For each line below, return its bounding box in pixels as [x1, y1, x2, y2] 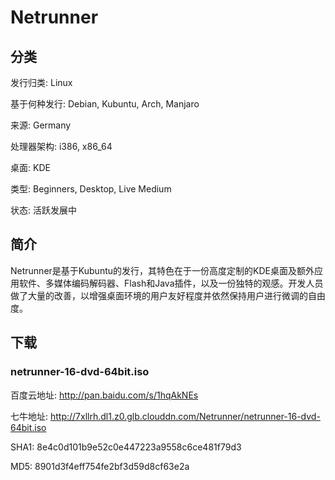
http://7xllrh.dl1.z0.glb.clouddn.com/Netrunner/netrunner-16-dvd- [49, 410, 321, 422]
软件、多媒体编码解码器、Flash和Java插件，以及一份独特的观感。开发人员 [18, 277, 324, 289]
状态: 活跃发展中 [10, 204, 77, 216]
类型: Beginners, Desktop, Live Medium [10, 183, 172, 195]
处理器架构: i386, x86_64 [10, 141, 113, 152]
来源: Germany [10, 119, 72, 131]
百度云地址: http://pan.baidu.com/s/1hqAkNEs [10, 389, 199, 401]
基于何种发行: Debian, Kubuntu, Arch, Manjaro [10, 98, 200, 110]
